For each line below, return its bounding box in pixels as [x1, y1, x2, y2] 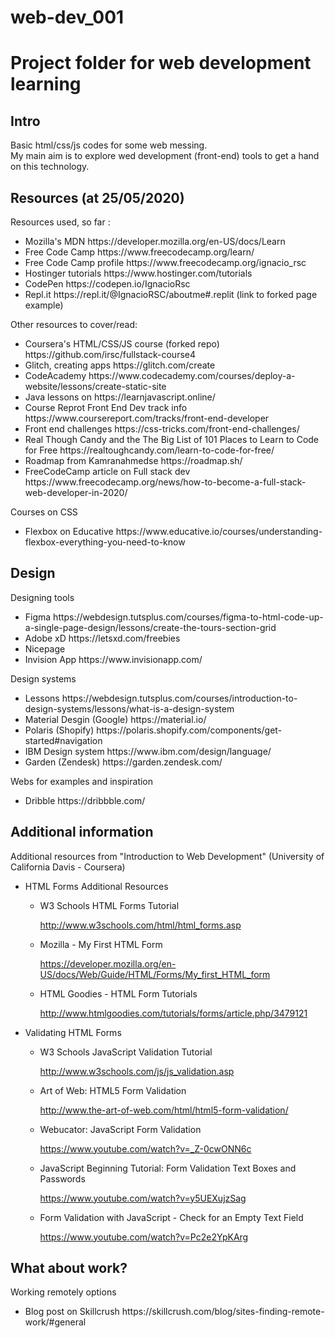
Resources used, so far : [10, 216, 111, 228]
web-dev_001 [10, 6, 125, 29]
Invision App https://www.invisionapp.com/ [24, 653, 203, 665]
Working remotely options [10, 1286, 117, 1298]
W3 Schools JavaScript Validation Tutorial [39, 1046, 213, 1058]
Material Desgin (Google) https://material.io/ [24, 713, 207, 725]
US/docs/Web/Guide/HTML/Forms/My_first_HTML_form [39, 968, 271, 980]
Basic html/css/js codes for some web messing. [10, 139, 208, 151]
